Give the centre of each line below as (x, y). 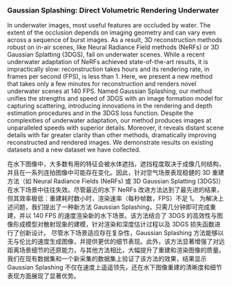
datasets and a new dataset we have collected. (74, 150)
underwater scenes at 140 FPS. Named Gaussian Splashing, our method (110, 91)
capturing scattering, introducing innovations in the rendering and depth (110, 106)
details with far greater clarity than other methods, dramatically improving (112, 135)
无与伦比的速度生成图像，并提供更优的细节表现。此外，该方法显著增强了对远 (116, 242)
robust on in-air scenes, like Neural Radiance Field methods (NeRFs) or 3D (113, 48)
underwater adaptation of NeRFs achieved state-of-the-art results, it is (108, 62)
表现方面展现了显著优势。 (43, 276)
